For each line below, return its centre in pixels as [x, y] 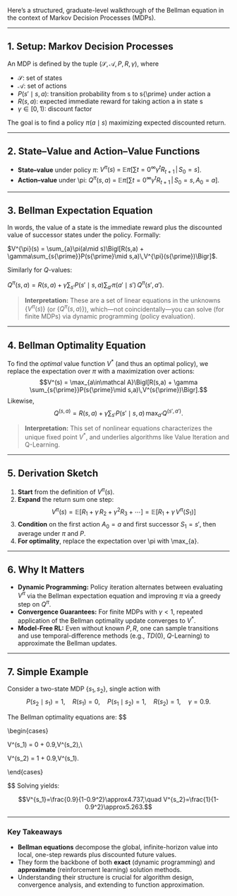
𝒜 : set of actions [42, 86]
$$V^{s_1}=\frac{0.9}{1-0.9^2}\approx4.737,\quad [90, 799]
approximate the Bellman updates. [67, 643]
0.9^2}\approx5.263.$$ [119, 807]
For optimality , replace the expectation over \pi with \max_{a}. [108, 541]
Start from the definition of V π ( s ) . [66, 491]
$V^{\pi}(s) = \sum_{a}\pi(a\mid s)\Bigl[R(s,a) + [76, 249]
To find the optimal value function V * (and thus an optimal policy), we [108, 363]
